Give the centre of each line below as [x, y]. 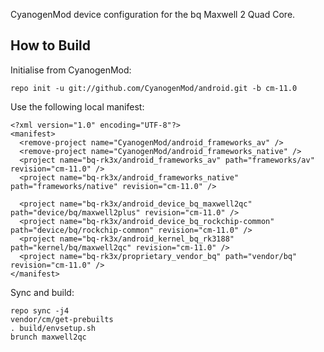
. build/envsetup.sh [53, 328]
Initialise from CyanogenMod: [71, 70]
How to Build [51, 45]
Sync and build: [42, 292]
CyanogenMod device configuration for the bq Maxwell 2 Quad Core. [153, 14]
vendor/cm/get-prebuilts [62, 319]
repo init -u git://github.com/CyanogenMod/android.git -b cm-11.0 [154, 88]
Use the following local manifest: [77, 106]
